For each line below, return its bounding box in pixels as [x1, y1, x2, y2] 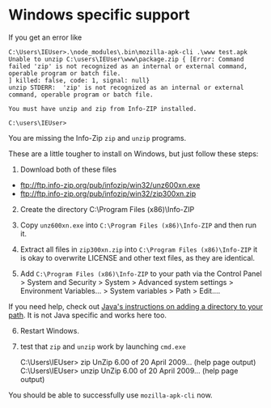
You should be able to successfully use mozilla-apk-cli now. [8, 390, 213, 400]
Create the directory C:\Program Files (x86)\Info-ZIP [19, 204, 195, 214]
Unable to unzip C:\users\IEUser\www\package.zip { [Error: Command [8, 55, 244, 63]
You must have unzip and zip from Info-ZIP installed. [8, 104, 197, 113]
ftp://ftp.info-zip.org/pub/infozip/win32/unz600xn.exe [19, 180, 201, 189]
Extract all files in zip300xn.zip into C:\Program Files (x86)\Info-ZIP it [19, 244, 258, 254]
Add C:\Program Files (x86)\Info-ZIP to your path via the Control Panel [19, 269, 262, 278]
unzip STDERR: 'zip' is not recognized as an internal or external [8, 83, 244, 91]
